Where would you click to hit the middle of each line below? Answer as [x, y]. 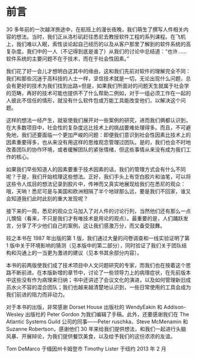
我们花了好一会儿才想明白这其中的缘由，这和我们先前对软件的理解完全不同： [98, 71]
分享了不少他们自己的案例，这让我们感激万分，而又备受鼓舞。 [91, 226]
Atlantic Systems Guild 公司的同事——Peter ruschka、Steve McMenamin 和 [97, 321]
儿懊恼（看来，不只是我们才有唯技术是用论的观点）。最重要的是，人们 [89, 218]
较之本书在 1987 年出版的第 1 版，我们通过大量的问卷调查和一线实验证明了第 [98, 238]
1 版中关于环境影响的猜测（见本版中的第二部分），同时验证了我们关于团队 [94, 245]
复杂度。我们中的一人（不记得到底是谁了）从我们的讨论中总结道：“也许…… [96, 51]
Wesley [15, 314]
